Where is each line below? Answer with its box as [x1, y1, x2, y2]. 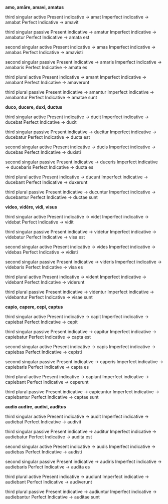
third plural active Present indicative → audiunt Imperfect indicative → [5, 473, 149, 479]
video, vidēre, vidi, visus [5, 204, 58, 210]
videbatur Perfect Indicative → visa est [5, 234, 85, 240]
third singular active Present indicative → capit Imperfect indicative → [5, 314, 149, 320]
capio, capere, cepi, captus [5, 304, 63, 310]
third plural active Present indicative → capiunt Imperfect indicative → [5, 374, 149, 380]
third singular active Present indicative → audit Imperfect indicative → [5, 413, 149, 419]
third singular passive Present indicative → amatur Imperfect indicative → [5, 29, 157, 35]
